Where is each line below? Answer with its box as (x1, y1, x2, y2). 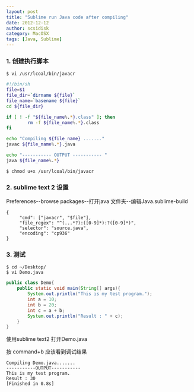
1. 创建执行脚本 (6, 57, 49, 65)
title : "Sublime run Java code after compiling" (6, 14, 129, 20)
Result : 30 (6, 375, 36, 382)
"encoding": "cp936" (19, 230, 70, 236)
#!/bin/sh (6, 81, 31, 87)
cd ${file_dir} (6, 103, 44, 109)
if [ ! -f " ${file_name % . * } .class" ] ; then (6, 114, 116, 120)
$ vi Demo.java (6, 270, 44, 276)
